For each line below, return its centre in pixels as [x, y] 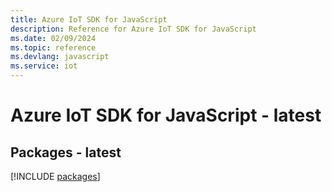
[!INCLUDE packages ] [55, 176]
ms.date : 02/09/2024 [53, 38]
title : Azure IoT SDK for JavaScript [89, 19]
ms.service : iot [44, 66]
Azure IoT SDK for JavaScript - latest [166, 115]
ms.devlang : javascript [60, 57]
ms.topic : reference [53, 47]
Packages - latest [66, 152]
